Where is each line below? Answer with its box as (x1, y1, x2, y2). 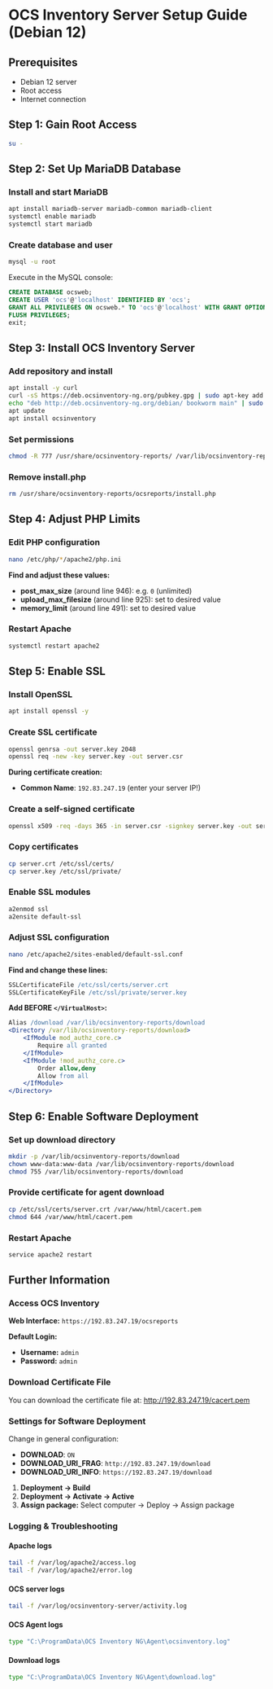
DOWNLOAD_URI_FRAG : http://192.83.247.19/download (19, 1459, 211, 1468)
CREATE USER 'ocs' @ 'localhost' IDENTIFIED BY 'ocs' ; (8, 296, 191, 305)
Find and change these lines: (8, 965, 108, 975)
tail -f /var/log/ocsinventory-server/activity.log (8, 1602, 187, 1610)
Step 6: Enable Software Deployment (8, 1109, 199, 1123)
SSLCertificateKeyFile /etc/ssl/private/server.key (8, 988, 187, 997)
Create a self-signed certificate (8, 804, 136, 815)
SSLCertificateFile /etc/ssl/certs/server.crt (8, 980, 169, 989)
